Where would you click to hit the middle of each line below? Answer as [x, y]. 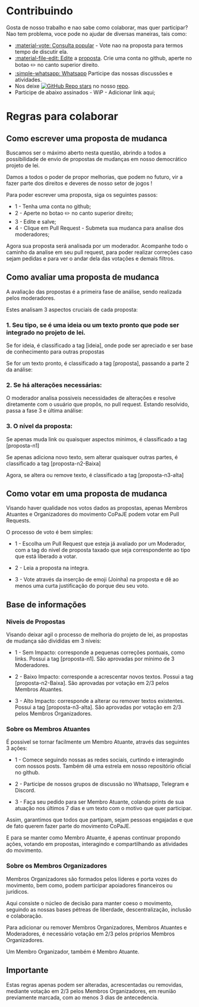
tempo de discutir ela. [41, 51]
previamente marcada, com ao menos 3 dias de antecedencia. [83, 997]
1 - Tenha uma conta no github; [53, 206]
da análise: [19, 370]
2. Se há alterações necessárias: [54, 385]
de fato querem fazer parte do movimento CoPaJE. [68, 826]
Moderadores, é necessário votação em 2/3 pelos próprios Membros [91, 934]
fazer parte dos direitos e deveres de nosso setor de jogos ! [79, 183]
